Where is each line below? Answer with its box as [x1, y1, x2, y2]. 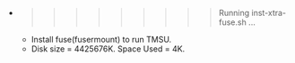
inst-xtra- [250, 8, 287, 18]
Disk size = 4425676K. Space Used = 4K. [30, 43, 186, 54]
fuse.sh [218, 17, 247, 28]
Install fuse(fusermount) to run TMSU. [30, 35, 172, 44]
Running [218, 8, 250, 18]
